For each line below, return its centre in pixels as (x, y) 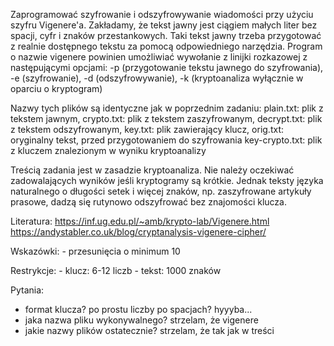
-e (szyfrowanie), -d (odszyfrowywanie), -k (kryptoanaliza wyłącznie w (157, 78)
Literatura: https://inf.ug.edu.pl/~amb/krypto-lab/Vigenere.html (140, 221)
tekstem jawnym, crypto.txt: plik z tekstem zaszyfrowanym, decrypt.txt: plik (166, 118)
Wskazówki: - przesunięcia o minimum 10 (95, 251)
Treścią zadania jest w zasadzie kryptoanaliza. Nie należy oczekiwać (152, 170)
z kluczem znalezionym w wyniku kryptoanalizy (108, 150)
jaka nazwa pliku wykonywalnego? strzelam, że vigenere (141, 320)
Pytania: (27, 290)
